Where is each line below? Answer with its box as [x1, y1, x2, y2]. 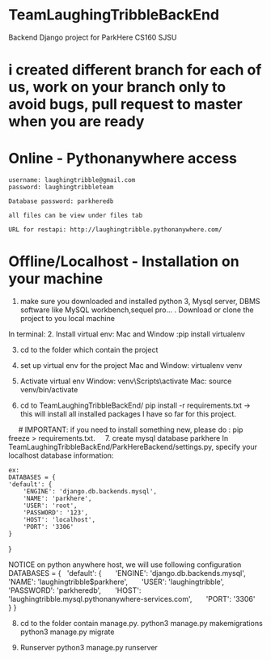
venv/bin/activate [19, 385, 78, 394]
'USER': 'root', [23, 501, 78, 510]
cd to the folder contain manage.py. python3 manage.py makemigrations [19, 619, 263, 628]
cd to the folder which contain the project [19, 345, 159, 354]
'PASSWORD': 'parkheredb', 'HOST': [8, 586, 142, 595]
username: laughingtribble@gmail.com [8, 176, 136, 184]
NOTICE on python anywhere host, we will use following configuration [8, 560, 242, 569]
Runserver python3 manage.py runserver [19, 643, 158, 652]
